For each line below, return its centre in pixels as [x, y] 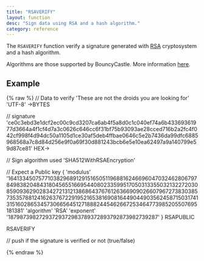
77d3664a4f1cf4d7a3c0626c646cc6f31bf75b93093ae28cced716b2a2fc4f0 [102, 129]
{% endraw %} [25, 253]
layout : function [28, 18]
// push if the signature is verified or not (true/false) [71, 241]
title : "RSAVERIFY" [31, 12]
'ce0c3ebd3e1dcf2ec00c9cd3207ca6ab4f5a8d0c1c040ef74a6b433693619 [101, 123]
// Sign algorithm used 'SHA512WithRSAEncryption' [71, 160]
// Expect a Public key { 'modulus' [49, 172]
